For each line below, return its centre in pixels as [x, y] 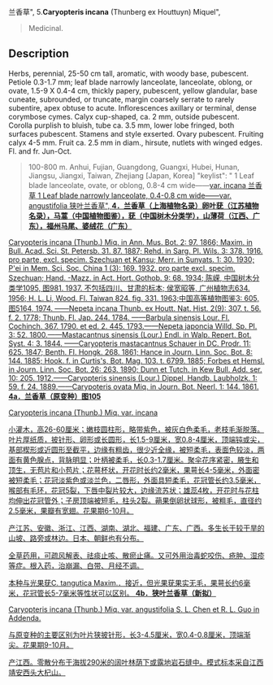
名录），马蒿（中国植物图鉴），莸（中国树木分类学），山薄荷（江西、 [141, 216]
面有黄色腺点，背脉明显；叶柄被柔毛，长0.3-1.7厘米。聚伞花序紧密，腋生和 [134, 460]
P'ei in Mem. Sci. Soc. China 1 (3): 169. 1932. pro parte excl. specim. [122, 268]
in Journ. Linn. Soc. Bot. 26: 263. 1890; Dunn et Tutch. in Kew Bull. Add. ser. [135, 369]
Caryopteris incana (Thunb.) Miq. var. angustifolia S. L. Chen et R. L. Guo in [134, 609]
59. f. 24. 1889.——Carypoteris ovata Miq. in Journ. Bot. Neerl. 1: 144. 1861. [134, 386]
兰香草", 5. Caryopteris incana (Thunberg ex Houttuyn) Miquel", [115, 12]
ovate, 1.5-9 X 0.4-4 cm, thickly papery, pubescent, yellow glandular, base [133, 90]
